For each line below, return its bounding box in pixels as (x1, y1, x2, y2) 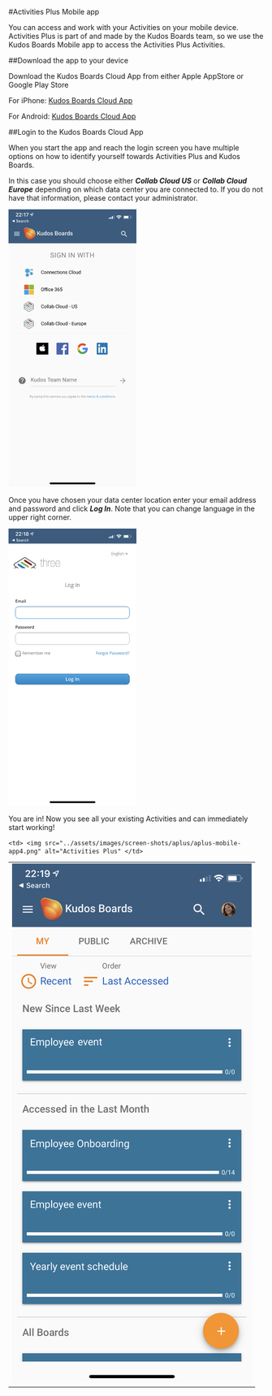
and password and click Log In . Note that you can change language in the (8, 504, 256, 513)
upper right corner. (8, 512, 71, 522)
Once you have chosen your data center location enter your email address (8, 495, 257, 504)
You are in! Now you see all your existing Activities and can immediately (8, 814, 248, 823)
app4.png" (8, 848, 42, 856)
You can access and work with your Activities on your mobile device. (8, 23, 239, 32)
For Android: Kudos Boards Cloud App (8, 111, 136, 121)
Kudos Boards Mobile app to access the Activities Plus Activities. (8, 40, 226, 50)
